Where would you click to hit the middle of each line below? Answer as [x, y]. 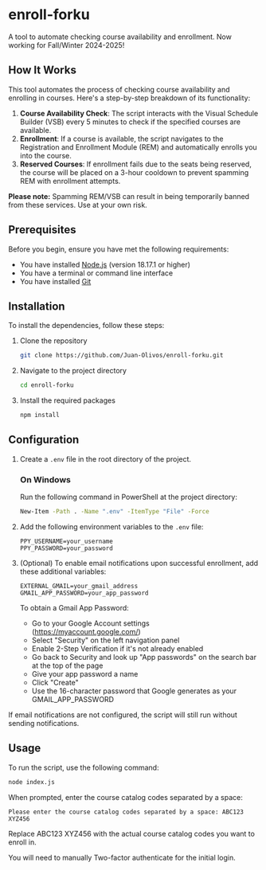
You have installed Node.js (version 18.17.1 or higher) [105, 264]
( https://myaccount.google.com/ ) [86, 631]
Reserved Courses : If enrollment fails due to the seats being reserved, [136, 164]
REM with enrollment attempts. [70, 181]
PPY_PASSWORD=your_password [66, 548]
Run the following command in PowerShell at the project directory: [128, 497]
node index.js [32, 782]
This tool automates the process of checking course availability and [119, 89]
